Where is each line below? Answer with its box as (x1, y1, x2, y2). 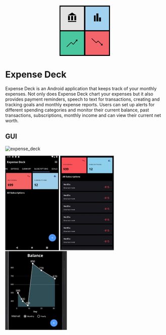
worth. (5, 117, 19, 123)
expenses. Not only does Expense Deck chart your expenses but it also (5, 91, 153, 97)
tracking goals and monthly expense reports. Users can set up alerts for (5, 101, 155, 107)
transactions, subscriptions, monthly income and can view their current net (5, 112, 161, 118)
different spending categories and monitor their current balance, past (5, 107, 149, 113)
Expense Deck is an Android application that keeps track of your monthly (5, 85, 157, 91)
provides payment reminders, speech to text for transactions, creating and (5, 96, 160, 102)
